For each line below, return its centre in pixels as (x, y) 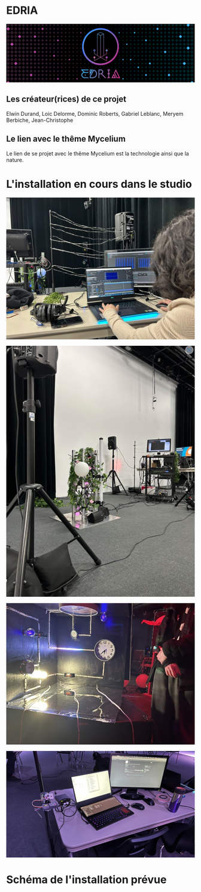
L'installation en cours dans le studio (99, 184)
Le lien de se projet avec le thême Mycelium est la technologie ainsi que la (98, 153)
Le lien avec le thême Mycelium (66, 139)
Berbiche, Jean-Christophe (40, 120)
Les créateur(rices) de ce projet (66, 99)
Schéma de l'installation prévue (86, 880)
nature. (15, 160)
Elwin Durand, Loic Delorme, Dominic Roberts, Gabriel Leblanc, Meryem (95, 113)
